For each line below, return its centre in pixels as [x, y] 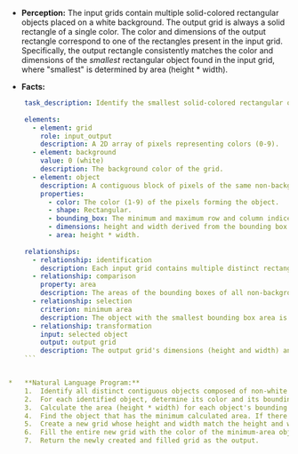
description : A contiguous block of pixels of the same [146, 186]
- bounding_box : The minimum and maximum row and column [156, 219]
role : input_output [77, 136]
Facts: [33, 87]
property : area [68, 285]
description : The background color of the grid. [132, 169]
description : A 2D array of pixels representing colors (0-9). [160, 144]
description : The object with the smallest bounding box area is [164, 318]
